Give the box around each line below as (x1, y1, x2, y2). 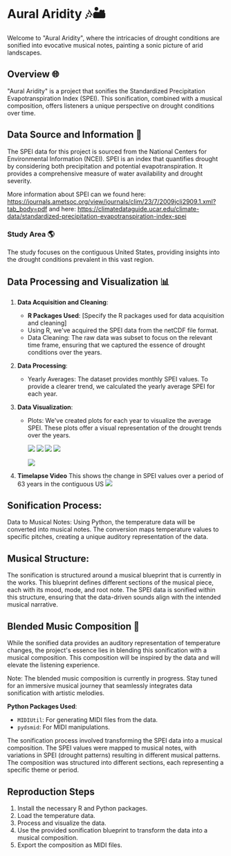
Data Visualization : (17, 403, 73, 411)
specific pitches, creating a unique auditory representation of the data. (7, 533, 209, 541)
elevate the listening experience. (7, 661, 100, 669)
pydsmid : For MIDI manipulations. (17, 723, 111, 732)
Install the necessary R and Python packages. (17, 803, 148, 812)
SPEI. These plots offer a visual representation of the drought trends (27, 424, 222, 432)
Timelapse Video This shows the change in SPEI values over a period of (17, 471, 224, 479)
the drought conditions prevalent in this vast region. (7, 255, 154, 263)
